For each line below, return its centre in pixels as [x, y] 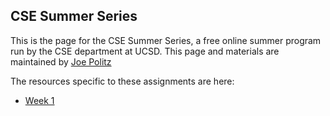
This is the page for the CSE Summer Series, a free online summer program [166, 40]
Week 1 [39, 100]
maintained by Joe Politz [61, 61]
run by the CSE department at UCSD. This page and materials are [145, 51]
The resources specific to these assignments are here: [122, 81]
